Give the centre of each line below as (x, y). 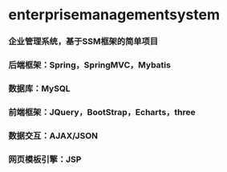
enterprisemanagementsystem (114, 15)
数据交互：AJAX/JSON (53, 136)
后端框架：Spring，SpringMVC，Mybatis (89, 65)
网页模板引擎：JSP (45, 159)
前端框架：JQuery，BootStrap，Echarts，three (102, 112)
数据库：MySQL (39, 88)
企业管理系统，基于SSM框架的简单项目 (83, 42)
